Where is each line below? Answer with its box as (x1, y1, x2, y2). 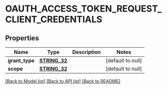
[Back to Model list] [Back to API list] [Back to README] (5, 78, 121, 84)
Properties (5, 34, 39, 42)
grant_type (8, 57, 35, 64)
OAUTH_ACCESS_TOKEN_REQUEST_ (5, 3, 162, 15)
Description (72, 49, 101, 55)
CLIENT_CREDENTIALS (5, 14, 103, 25)
